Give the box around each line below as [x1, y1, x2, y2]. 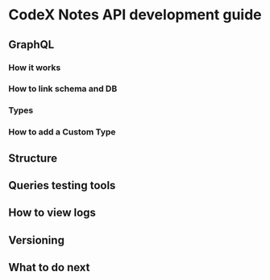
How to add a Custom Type [8, 126, 116, 138]
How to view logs [8, 206, 97, 220]
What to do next [8, 261, 90, 274]
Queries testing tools [8, 179, 116, 192]
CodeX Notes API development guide [8, 6, 262, 24]
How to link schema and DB [8, 83, 118, 94]
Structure [8, 151, 58, 165]
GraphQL [8, 38, 55, 51]
